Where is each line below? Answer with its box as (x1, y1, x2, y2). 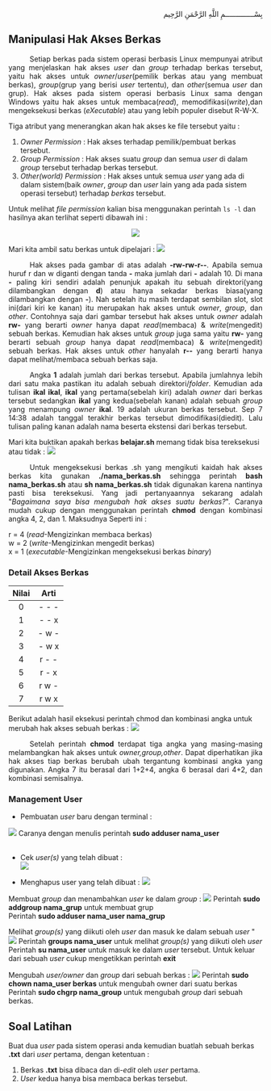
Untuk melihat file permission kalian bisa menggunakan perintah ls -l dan (8, 204, 256, 213)
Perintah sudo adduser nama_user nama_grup (8, 911, 165, 921)
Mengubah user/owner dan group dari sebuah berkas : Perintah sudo (8, 971, 249, 980)
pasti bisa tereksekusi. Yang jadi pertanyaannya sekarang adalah (8, 488, 263, 497)
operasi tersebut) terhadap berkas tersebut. (19, 188, 167, 198)
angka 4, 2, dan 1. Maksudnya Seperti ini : (8, 514, 147, 523)
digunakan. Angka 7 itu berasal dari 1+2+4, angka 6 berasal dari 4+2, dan (8, 765, 263, 774)
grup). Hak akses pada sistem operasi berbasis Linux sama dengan (8, 88, 263, 98)
